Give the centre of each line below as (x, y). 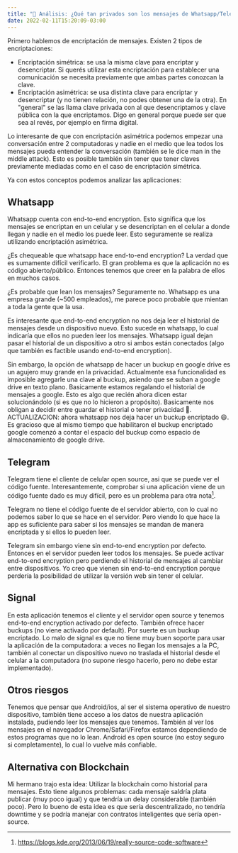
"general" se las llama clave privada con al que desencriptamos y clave (121, 107)
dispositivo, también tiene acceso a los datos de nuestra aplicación (105, 715)
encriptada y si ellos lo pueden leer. (59, 532)
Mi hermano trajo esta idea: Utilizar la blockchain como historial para (107, 784)
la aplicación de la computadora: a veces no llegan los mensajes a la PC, (113, 645)
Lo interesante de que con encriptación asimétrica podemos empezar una (115, 136)
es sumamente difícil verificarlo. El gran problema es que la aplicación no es (118, 263)
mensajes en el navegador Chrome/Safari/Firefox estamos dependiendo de (117, 730)
